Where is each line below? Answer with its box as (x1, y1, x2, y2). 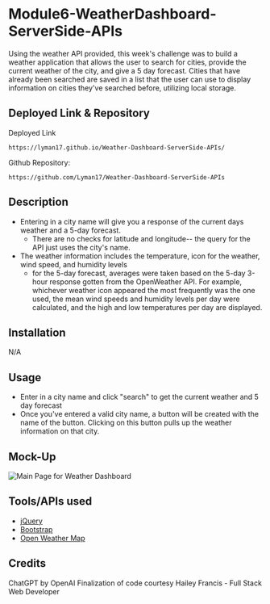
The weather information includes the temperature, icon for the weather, (19, 251, 260, 261)
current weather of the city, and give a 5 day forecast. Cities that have (8, 65, 240, 75)
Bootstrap (19, 524, 53, 534)
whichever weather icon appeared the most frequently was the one (31, 285, 255, 295)
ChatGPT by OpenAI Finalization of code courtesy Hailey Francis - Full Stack (8, 578, 262, 588)
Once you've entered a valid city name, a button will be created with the (19, 409, 260, 419)
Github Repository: (8, 157, 71, 167)
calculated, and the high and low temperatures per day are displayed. (31, 302, 263, 312)
